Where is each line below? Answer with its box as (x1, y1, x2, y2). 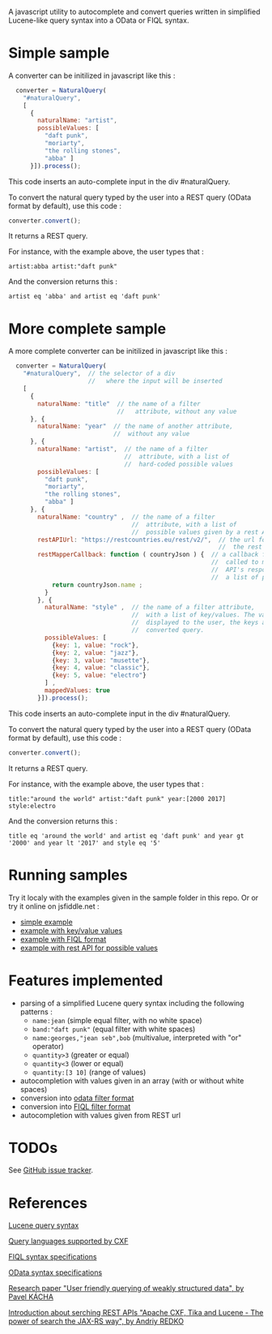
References (8, 1194, 87, 1212)
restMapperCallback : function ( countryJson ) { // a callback (37, 551, 259, 559)
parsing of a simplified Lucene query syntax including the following (19, 998, 244, 1008)
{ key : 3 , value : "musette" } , (51, 656, 151, 665)
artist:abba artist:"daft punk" (8, 263, 117, 271)
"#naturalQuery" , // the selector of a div (23, 369, 176, 378)
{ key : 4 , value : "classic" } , (51, 664, 151, 672)
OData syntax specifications (8, 1267, 103, 1277)
